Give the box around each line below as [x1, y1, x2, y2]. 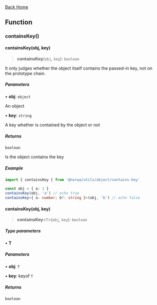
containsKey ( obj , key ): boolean [17, 56, 80, 61]
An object [5, 103, 24, 109]
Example [5, 165, 23, 171]
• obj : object [5, 94, 31, 99]
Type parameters [5, 228, 41, 233]
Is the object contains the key [5, 154, 64, 160]
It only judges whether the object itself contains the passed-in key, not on [5, 65, 153, 71]
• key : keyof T [5, 273, 33, 279]
